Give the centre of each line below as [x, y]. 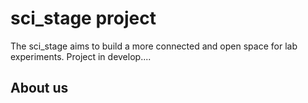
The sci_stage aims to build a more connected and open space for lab [154, 46]
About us [39, 88]
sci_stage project [83, 18]
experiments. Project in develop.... [81, 56]
